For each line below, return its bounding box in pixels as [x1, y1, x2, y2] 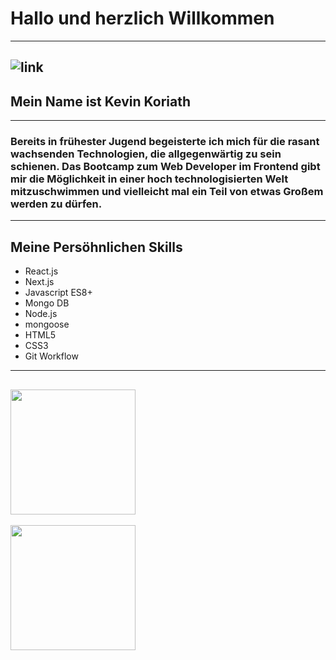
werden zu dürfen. [10, 197, 103, 211]
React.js [24, 265, 59, 277]
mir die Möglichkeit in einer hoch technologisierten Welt [10, 172, 289, 186]
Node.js [24, 308, 58, 320]
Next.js [24, 276, 55, 288]
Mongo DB [24, 297, 70, 309]
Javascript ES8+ [24, 287, 93, 299]
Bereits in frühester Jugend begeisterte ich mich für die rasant [10, 135, 320, 149]
